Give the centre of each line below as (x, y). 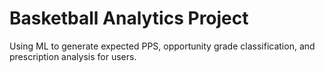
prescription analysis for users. (73, 56)
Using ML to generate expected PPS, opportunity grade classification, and (162, 46)
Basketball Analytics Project (129, 18)
